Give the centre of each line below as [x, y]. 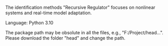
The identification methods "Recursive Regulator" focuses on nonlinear [80, 7]
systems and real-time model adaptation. [49, 13]
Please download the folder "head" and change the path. [65, 38]
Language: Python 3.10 [29, 23]
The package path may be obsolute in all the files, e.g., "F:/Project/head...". [85, 32]
